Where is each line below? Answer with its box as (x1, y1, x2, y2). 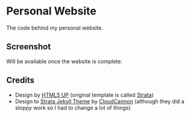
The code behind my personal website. (6, 24, 104, 31)
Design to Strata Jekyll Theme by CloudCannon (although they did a (14, 98, 185, 105)
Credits (6, 75, 35, 86)
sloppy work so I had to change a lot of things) (14, 104, 131, 111)
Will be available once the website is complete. (6, 57, 122, 65)
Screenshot (6, 42, 51, 52)
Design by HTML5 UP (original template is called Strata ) (14, 91, 154, 98)
